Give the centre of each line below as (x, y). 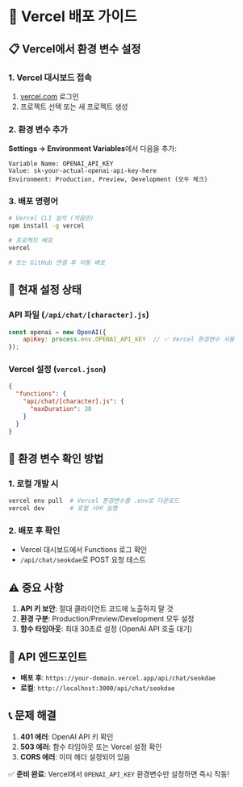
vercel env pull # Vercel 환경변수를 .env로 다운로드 (94, 501)
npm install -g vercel (46, 226)
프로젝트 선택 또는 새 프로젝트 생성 (74, 107)
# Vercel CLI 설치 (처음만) (51, 219)
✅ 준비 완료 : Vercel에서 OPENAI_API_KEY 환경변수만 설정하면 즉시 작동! (119, 774)
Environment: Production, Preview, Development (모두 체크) (108, 180)
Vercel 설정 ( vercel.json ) (57, 370)
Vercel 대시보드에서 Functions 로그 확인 (84, 550)
